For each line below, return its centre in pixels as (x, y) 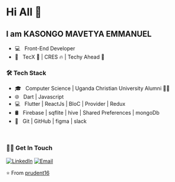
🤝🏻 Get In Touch (29, 148)
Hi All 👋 (24, 12)
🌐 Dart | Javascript (39, 97)
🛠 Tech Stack (26, 73)
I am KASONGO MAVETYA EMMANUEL (79, 34)
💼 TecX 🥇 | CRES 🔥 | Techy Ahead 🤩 (60, 57)
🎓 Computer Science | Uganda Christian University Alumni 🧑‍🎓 (92, 89)
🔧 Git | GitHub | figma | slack (51, 121)
